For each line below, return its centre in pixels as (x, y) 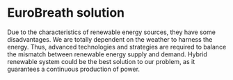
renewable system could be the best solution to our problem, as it (101, 61)
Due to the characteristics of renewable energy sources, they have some (111, 32)
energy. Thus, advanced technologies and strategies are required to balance (117, 47)
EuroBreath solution (66, 13)
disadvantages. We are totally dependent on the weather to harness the (110, 39)
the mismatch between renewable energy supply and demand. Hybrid (107, 54)
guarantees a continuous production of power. (74, 69)
